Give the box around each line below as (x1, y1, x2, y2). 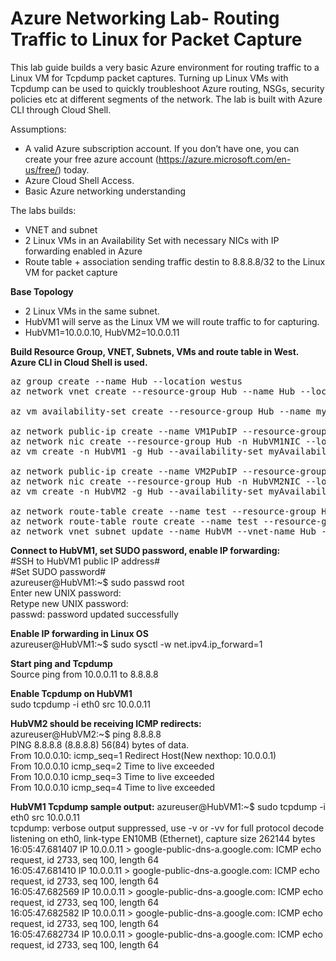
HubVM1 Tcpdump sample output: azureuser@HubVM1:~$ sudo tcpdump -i (10, 800, 326, 812)
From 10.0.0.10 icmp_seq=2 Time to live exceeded (10, 760, 215, 772)
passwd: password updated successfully (10, 608, 179, 620)
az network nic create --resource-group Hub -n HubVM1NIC (10, 435, 301, 447)
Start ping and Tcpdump (10, 657, 113, 669)
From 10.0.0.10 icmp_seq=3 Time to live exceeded (10, 770, 215, 782)
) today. (58, 163, 90, 176)
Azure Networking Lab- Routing (10, 7, 280, 30)
